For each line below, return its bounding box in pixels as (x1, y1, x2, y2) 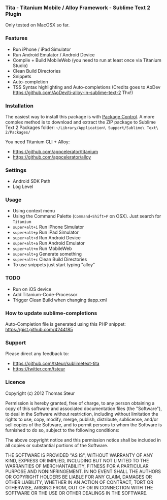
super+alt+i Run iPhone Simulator (12, 224, 84, 230)
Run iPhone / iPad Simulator (12, 46, 71, 52)
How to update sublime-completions (5, 309, 97, 317)
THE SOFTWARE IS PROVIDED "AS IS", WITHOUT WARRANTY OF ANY (5, 452, 153, 458)
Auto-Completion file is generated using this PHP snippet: (5, 321, 126, 327)
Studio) (12, 63, 28, 69)
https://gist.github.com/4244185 (5, 327, 73, 333)
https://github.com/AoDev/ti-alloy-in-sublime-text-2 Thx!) (12, 89, 133, 96)
